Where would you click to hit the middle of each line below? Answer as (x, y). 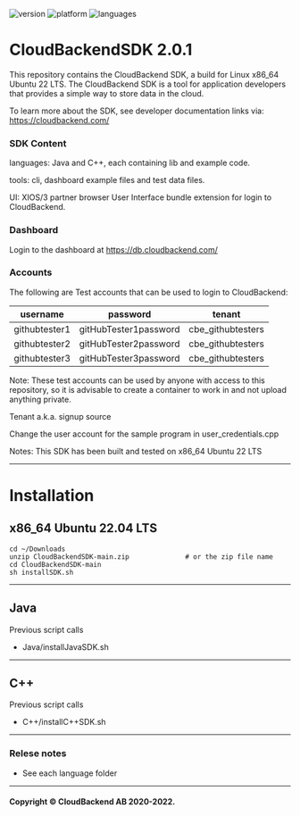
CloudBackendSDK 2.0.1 (101, 50)
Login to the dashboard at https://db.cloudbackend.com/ (114, 249)
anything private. (40, 399)
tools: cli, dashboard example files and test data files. (107, 180)
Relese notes (38, 754)
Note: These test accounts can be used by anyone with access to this (137, 380)
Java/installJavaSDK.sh (65, 646)
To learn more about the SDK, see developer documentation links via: (137, 111)
